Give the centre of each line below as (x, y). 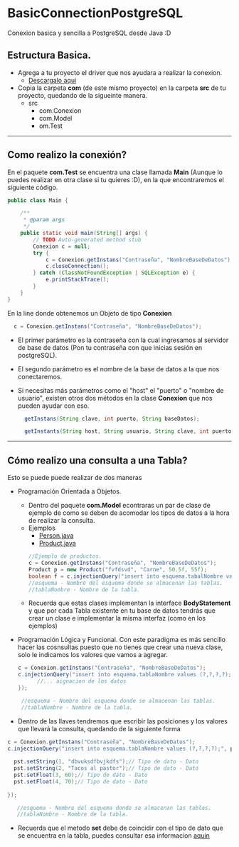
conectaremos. (40, 376)
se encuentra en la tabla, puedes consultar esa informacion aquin (113, 836)
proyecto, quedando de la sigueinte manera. (83, 95)
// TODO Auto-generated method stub (87, 240)
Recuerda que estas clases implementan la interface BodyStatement (129, 603)
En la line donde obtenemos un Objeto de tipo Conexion (90, 313)
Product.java (57, 543)
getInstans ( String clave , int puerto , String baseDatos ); (112, 419)
